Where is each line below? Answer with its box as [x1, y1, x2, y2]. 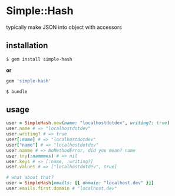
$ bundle [6, 88, 28, 95]
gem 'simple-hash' [6, 78, 51, 84]
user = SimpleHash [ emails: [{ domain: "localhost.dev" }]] [6, 180, 154, 186]
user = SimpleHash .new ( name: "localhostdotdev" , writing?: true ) [6, 120, 170, 126]
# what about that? [6, 175, 54, 181]
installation [6, 41, 48, 51]
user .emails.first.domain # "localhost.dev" [6, 185, 117, 192]
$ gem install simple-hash [6, 56, 72, 62]
